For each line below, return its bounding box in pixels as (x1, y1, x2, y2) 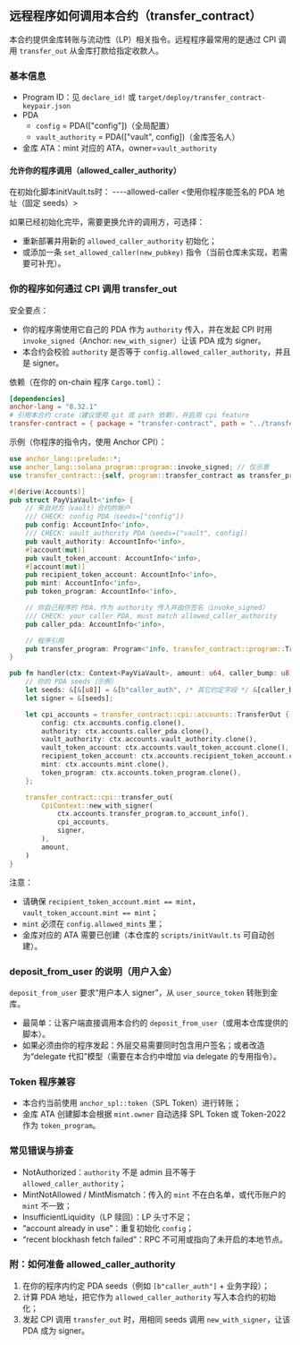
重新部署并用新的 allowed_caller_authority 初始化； (21, 236, 217, 246)
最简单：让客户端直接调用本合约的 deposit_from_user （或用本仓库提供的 (21, 1017, 288, 1028)
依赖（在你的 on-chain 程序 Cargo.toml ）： (9, 376, 163, 387)
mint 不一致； (21, 1200, 73, 1211)
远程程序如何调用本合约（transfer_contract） (9, 8, 262, 24)
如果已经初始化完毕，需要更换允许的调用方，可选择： (9, 217, 205, 227)
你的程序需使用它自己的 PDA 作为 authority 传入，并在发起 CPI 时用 (21, 323, 273, 334)
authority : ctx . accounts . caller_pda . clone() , (41, 726, 214, 736)
